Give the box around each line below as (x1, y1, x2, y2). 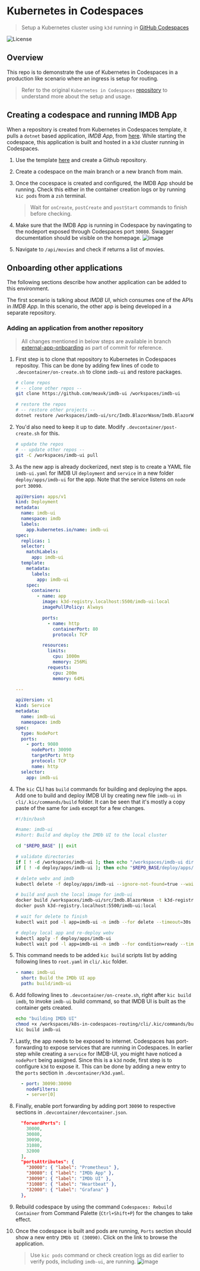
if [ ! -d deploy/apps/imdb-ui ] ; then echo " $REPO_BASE (15, 865, 160, 871)
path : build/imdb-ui (21, 981, 72, 987)
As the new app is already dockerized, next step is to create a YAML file (15, 463, 192, 470)
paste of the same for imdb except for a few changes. (15, 804, 145, 811)
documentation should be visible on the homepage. (15, 234, 141, 241)
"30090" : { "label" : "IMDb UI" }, (26, 1176, 112, 1182)
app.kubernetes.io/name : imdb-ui (26, 527, 109, 532)
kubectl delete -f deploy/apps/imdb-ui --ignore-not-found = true (15, 881, 178, 887)
